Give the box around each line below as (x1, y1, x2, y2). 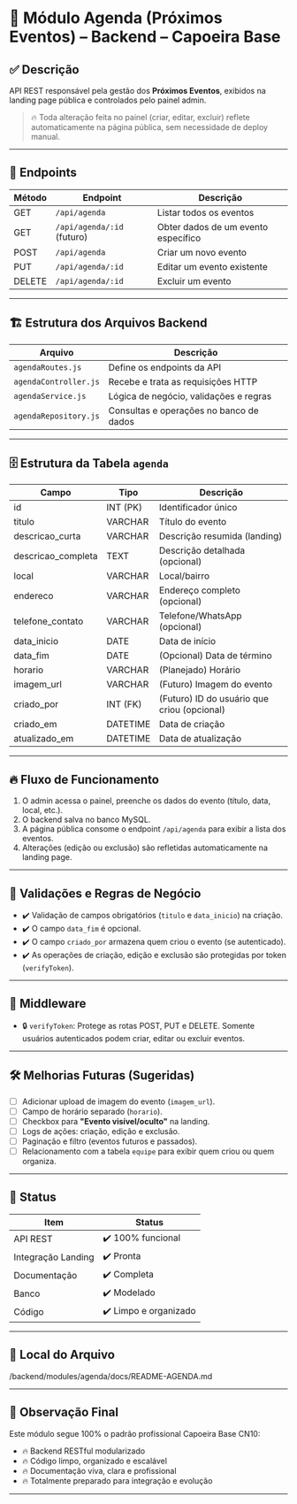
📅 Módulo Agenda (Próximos (9, 8, 223, 28)
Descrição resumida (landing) (158, 530, 283, 542)
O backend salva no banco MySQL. (21, 814, 151, 825)
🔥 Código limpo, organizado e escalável (21, 1455, 168, 1466)
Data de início (158, 635, 217, 648)
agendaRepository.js (13, 411, 100, 421)
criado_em (13, 718, 57, 731)
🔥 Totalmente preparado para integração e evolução (21, 1475, 213, 1485)
